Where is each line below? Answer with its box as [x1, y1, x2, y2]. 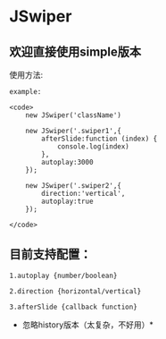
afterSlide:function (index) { [41, 134, 158, 143]
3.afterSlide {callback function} [9, 302, 138, 311]
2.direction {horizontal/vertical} [9, 286, 142, 296]
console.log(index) [56, 142, 129, 151]
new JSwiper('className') [25, 111, 122, 120]
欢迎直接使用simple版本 [9, 44, 142, 59]
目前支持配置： [9, 247, 92, 262]
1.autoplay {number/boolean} [9, 271, 118, 280]
